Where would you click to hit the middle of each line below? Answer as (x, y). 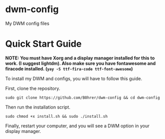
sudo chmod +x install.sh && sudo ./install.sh (57, 116)
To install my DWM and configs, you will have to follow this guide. (74, 78)
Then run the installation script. (38, 107)
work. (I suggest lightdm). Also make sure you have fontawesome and (80, 63)
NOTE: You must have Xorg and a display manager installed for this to (80, 58)
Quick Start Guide (44, 44)
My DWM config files (27, 23)
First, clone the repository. (33, 88)
